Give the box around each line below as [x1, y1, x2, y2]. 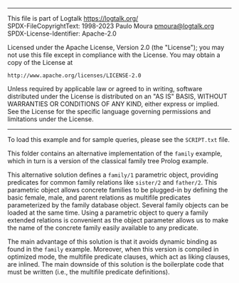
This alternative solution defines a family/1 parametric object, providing [7, 170, 218, 179]
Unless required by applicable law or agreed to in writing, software [7, 85, 203, 93]
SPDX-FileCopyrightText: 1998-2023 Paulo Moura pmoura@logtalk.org [7, 22, 215, 30]
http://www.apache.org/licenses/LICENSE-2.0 [7, 72, 142, 79]
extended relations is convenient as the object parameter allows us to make [7, 216, 229, 225]
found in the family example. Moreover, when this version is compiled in [7, 245, 219, 253]
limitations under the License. [7, 115, 94, 123]
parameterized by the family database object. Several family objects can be [7, 201, 229, 209]
